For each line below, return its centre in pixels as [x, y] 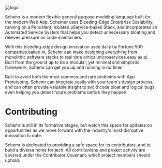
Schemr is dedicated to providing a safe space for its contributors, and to [78, 145]
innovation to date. [24, 135]
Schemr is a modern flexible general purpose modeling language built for [78, 17]
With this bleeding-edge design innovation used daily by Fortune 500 [74, 47]
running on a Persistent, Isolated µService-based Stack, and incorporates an [81, 27]
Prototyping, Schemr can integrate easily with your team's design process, [79, 82]
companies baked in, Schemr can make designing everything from [71, 52]
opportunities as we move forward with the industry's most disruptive [74, 130]
